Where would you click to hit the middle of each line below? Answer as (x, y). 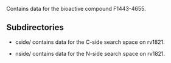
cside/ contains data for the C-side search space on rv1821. (90, 42)
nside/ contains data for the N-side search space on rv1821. (90, 53)
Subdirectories (35, 27)
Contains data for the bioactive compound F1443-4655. (76, 9)
